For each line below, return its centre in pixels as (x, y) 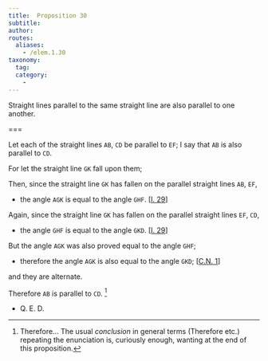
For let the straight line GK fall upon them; (75, 168)
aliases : (30, 45)
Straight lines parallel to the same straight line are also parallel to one (122, 105)
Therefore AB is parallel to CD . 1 (58, 292)
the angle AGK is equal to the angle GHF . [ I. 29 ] (94, 199)
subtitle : (25, 23)
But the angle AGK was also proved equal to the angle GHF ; (102, 245)
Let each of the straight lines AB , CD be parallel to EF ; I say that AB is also (125, 144)
